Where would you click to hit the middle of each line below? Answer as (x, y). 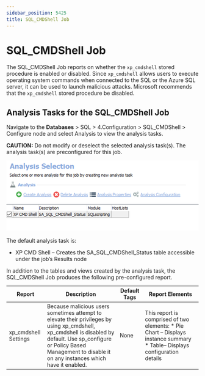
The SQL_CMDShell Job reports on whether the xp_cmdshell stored (91, 67)
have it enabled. (67, 364)
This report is (162, 312)
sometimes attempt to (74, 312)
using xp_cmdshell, (71, 326)
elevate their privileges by (79, 319)
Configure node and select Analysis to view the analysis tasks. (85, 134)
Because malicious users (78, 306)
